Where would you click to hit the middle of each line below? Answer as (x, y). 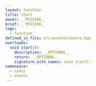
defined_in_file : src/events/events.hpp (48, 38)
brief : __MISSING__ (26, 24)
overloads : (17, 43)
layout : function (23, 10)
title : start (19, 15)
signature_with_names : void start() (53, 62)
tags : (11, 29)
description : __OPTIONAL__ (42, 52)
